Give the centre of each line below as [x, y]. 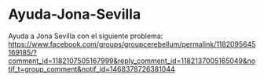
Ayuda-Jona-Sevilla [75, 14]
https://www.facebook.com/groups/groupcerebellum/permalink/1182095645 [132, 44]
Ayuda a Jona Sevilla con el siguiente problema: [86, 36]
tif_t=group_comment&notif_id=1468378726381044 [92, 69]
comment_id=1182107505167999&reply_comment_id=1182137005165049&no [132, 61]
